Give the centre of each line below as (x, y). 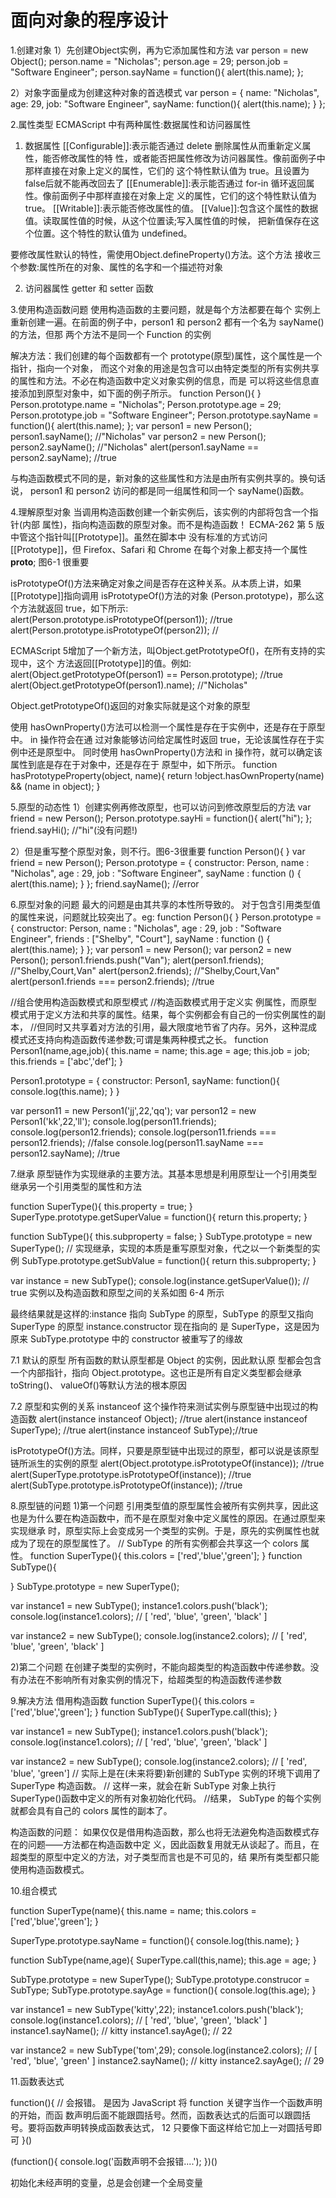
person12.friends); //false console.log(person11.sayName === (137, 1142)
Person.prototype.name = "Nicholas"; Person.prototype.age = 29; (146, 404)
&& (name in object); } (55, 786)
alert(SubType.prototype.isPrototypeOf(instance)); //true (126, 1485)
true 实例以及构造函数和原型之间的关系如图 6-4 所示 (117, 1292)
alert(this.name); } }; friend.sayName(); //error (105, 883)
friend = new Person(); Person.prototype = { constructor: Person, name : (160, 862)
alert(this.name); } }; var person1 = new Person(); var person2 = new (151, 949)
